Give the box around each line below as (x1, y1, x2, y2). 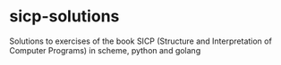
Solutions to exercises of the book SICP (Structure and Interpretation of (9, 36, 273, 46)
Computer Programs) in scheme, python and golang (9, 45, 201, 55)
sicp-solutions (9, 6, 120, 27)
